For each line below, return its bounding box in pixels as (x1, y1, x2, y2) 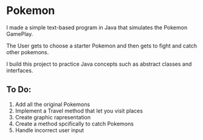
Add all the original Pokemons (15, 100, 90, 108)
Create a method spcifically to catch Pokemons (15, 120, 134, 127)
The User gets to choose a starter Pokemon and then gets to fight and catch (6, 42, 198, 49)
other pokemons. (6, 48, 49, 55)
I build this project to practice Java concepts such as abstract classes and (6, 60, 192, 68)
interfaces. (6, 66, 33, 74)
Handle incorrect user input (15, 126, 84, 134)
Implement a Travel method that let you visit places (15, 107, 143, 114)
